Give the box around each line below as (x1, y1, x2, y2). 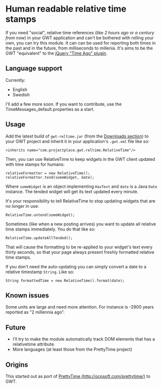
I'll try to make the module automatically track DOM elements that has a (12, 336, 155, 342)
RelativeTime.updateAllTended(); (5, 235, 73, 240)
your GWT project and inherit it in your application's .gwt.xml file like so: (5, 138, 149, 144)
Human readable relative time (5, 3, 127, 15)
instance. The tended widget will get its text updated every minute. (5, 188, 139, 194)
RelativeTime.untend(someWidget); (5, 212, 75, 217)
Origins (5, 360, 29, 369)
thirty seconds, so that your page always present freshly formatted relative (5, 249, 154, 255)
